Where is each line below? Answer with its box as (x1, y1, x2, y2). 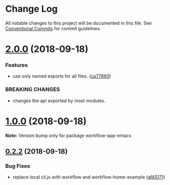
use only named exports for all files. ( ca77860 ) (12, 73, 111, 79)
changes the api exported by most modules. (12, 98, 106, 104)
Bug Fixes (5, 162, 31, 169)
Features (5, 62, 28, 69)
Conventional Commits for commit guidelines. (5, 25, 101, 31)
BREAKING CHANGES (5, 86, 60, 93)
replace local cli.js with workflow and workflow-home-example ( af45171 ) (12, 174, 165, 180)
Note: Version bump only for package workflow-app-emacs (5, 132, 132, 138)
